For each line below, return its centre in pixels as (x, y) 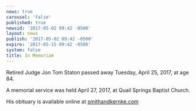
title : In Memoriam (30, 56)
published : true (26, 22)
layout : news (22, 34)
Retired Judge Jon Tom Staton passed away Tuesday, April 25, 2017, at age (97, 72)
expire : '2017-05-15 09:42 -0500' (49, 45)
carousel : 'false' (29, 17)
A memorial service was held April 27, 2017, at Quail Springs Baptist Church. (98, 90)
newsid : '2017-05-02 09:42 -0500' (49, 28)
